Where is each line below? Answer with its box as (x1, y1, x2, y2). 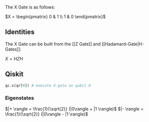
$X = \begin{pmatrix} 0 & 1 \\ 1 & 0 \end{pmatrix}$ (5, 14, 106, 19)
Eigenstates (5, 94, 34, 101)
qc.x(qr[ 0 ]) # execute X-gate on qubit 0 (5, 83, 91, 88)
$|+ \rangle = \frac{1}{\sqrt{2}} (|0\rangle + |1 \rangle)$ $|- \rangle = (5, 106, 144, 112)
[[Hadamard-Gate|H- (101, 41, 144, 47)
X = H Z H (5, 56, 23, 61)
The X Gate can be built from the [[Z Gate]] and (5, 41, 101, 47)
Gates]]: (5, 46, 22, 52)
